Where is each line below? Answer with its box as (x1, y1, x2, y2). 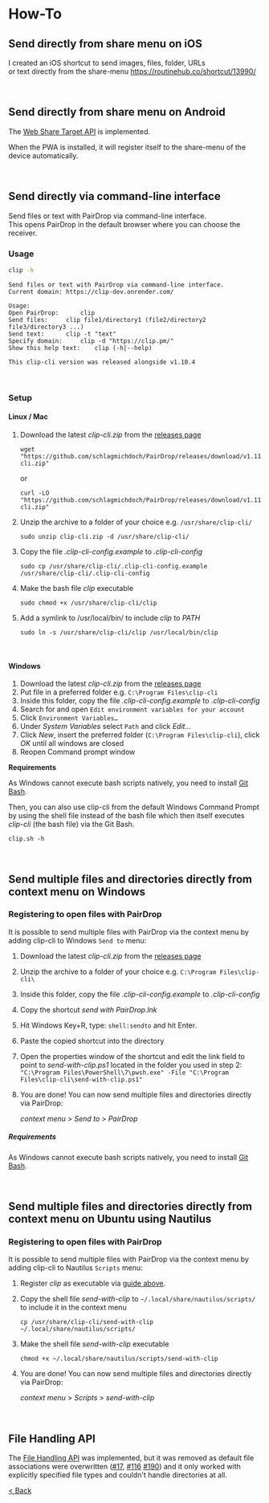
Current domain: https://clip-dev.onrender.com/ (8, 287, 174, 295)
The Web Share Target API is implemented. (8, 126, 151, 136)
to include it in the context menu (19, 1302, 127, 1313)
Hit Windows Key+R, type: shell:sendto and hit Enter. (19, 1020, 198, 1030)
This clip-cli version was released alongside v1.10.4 (8, 358, 196, 366)
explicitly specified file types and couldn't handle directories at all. (8, 1470, 227, 1480)
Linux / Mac (8, 412, 48, 422)
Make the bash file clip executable (19, 583, 134, 593)
